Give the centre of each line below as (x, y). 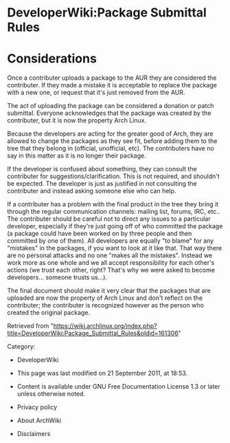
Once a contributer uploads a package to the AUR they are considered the (112, 78)
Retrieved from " (30, 326)
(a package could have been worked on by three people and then (100, 234)
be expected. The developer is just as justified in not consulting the (102, 184)
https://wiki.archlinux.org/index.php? (105, 326)
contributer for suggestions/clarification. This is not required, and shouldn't (113, 176)
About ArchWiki (39, 420)
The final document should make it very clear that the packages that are (109, 291)
